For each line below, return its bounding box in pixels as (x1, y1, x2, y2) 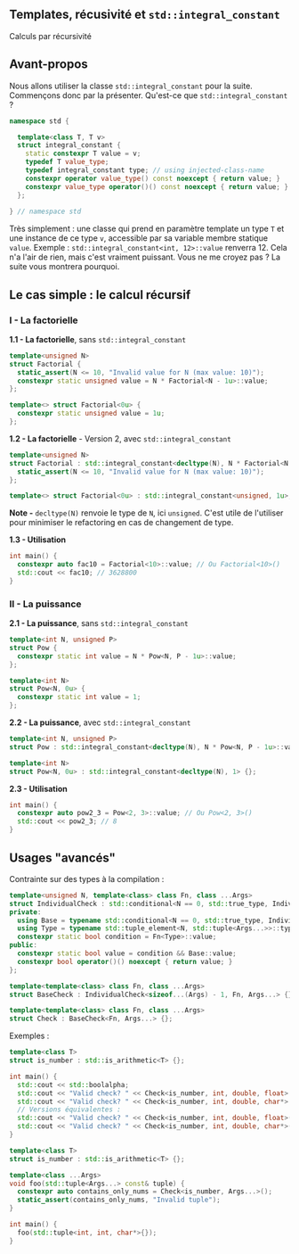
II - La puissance (9, 598, 82, 610)
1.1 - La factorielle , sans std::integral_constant (9, 334, 187, 344)
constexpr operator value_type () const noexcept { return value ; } (25, 174, 280, 183)
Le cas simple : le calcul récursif (9, 287, 191, 302)
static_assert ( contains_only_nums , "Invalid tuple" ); (17, 1195, 221, 1205)
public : (9, 941, 38, 950)
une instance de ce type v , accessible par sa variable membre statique (9, 233, 269, 243)
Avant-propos (9, 57, 89, 72)
